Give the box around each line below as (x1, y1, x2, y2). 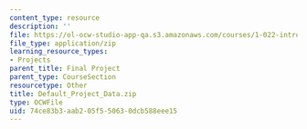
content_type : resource (9, 13, 101, 23)
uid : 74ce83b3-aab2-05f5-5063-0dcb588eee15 (9, 106, 178, 115)
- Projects (9, 55, 51, 64)
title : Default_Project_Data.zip (9, 89, 137, 98)
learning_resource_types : (9, 47, 108, 56)
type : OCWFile (9, 97, 64, 107)
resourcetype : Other (9, 81, 89, 90)
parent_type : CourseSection (9, 73, 117, 82)
